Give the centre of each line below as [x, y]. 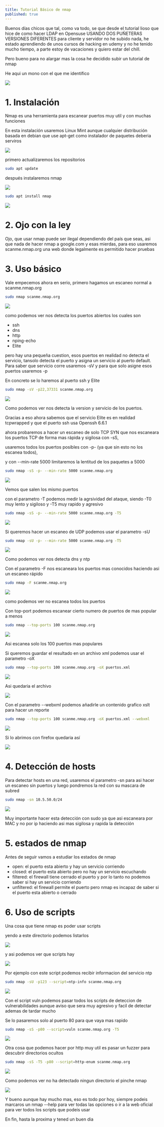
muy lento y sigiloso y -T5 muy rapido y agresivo [54, 504]
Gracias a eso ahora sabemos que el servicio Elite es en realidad [70, 417]
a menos [14, 616]
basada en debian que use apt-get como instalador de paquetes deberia [78, 136]
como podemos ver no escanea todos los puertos [55, 601]
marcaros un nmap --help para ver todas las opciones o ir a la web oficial [79, 1104]
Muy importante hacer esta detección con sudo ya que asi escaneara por [79, 818]
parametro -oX [20, 659]
